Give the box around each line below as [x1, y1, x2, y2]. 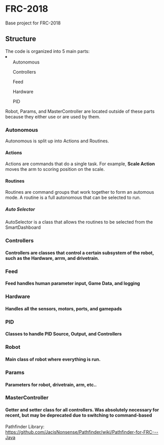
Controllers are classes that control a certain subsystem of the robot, [5, 250, 154, 256]
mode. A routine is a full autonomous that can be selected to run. [5, 194, 141, 201]
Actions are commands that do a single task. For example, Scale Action [5, 161, 155, 167]
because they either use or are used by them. [5, 113, 101, 120]
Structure [5, 35, 37, 43]
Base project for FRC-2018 [5, 20, 61, 26]
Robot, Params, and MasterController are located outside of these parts [5, 108, 155, 114]
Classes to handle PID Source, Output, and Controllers [5, 331, 122, 337]
